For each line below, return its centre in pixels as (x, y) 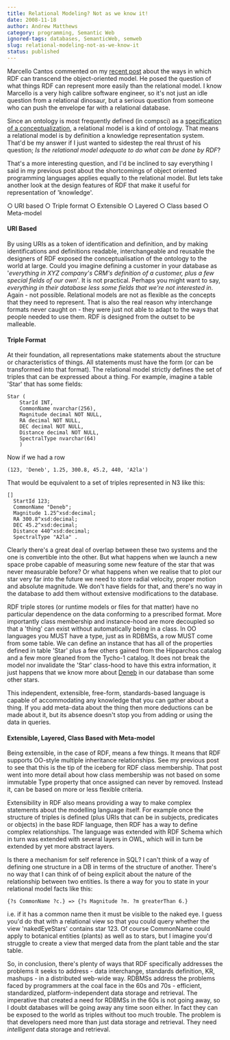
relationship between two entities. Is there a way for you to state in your (108, 882)
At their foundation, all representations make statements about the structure (114, 355)
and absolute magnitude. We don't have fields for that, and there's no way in (115, 586)
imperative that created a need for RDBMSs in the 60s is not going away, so (114, 1000)
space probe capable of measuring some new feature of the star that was (111, 565)
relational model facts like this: (50, 889)
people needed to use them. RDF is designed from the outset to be (101, 317)
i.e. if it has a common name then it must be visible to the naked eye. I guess (115, 914)
